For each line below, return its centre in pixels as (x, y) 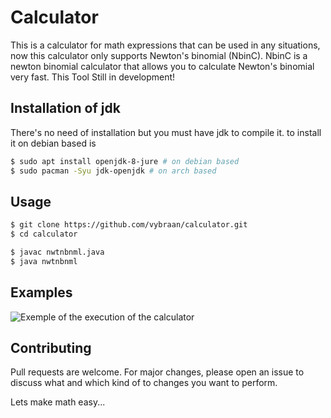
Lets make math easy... (58, 402)
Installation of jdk (65, 108)
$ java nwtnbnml (44, 261)
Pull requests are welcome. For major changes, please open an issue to (157, 372)
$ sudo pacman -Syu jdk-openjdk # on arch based (113, 171)
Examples (41, 292)
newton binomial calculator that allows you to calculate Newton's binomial (162, 66)
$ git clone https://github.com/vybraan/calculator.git (129, 225)
